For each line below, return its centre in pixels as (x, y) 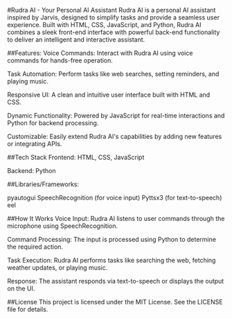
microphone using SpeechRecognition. (62, 226)
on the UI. (21, 288)
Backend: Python (32, 171)
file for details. (28, 309)
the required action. (35, 247)
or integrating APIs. (35, 144)
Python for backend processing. (53, 123)
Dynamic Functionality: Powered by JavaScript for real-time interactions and (116, 115)
